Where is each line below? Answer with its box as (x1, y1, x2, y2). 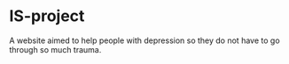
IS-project (9, 6, 85, 26)
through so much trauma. (9, 44, 102, 54)
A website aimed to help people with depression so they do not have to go (9, 35, 281, 46)
